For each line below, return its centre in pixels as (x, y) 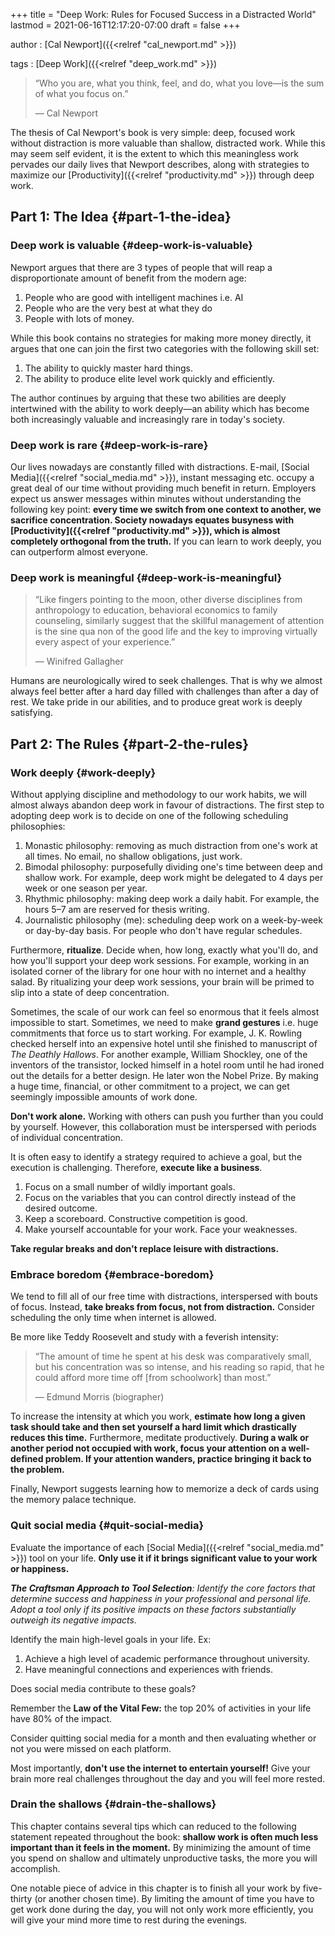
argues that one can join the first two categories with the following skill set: (165, 348)
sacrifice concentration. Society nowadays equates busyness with (152, 520)
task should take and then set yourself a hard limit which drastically (154, 1427)
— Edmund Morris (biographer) (99, 1397)
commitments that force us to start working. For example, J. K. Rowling (156, 1033)
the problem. (37, 1470)
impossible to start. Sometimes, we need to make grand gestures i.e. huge (164, 1022)
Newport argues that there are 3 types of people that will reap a (141, 267)
